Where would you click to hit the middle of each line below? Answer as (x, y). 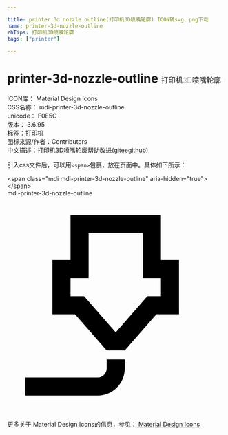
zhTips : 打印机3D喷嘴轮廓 (41, 32)
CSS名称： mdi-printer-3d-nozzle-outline (66, 107)
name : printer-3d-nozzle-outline (55, 26)
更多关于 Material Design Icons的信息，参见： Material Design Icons (104, 425)
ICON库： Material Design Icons (52, 99)
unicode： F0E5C (32, 116)
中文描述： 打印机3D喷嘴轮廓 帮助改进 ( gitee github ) (78, 150)
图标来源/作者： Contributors (47, 142)
